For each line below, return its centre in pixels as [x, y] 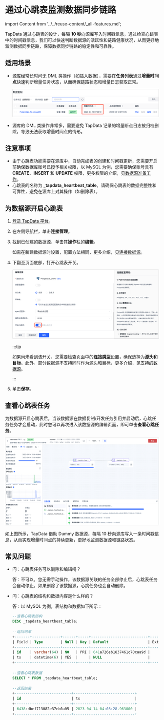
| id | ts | [74, 699]
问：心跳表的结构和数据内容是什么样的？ [53, 596]
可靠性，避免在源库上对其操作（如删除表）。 [56, 191]
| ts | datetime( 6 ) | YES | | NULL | [81, 658]
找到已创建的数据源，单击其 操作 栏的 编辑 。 [55, 242]
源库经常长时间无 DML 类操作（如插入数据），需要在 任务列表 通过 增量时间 [85, 76]
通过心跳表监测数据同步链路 [61, 10]
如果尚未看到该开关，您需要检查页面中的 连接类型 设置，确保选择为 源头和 [85, 356]
